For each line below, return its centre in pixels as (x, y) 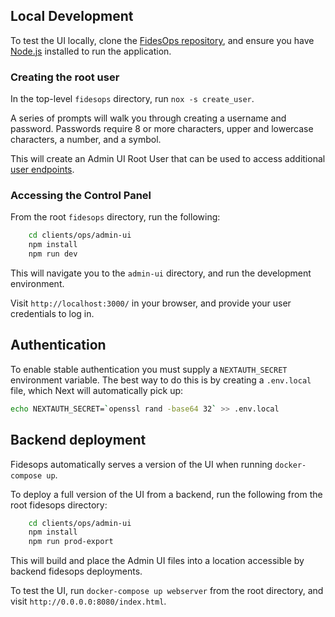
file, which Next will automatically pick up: (97, 390)
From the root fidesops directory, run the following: (115, 217)
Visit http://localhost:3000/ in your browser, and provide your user (151, 303)
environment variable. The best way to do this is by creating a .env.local (161, 380)
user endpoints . (42, 170)
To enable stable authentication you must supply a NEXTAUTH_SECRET (149, 369)
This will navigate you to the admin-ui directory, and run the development (161, 273)
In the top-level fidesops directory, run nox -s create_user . (132, 99)
